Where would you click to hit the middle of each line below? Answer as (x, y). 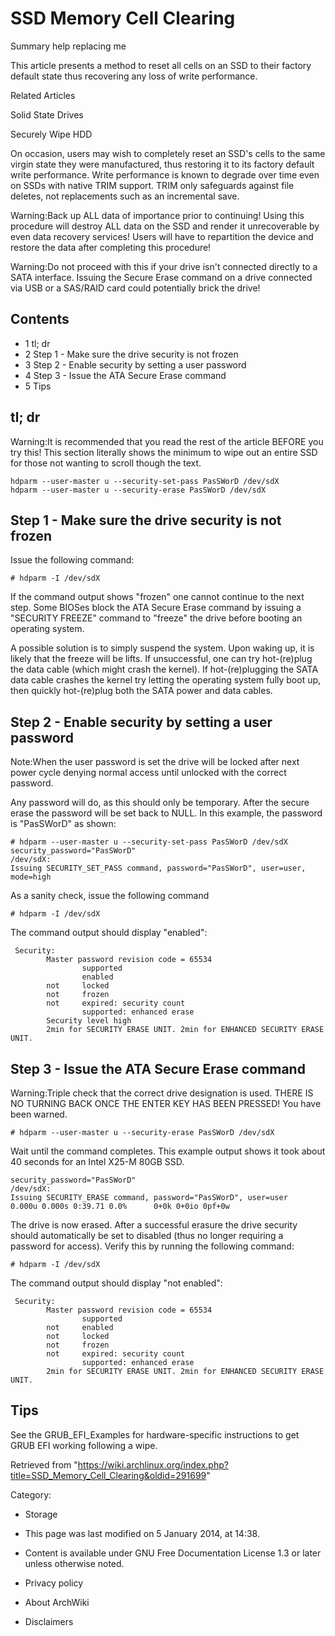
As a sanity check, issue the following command (110, 896)
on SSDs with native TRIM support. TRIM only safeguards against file (152, 185)
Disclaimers (49, 1621)
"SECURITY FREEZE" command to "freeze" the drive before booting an (156, 618)
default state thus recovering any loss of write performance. (134, 76)
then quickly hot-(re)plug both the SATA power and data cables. (141, 691)
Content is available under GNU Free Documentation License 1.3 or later (173, 1553)
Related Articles (43, 95)
